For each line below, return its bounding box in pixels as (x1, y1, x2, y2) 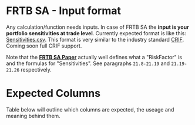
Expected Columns (6, 87, 101, 100)
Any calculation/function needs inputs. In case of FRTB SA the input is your (6, 23, 189, 31)
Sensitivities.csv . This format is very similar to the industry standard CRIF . (6, 36, 184, 43)
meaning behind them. (6, 112, 60, 119)
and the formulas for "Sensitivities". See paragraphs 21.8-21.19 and (6, 60, 170, 67)
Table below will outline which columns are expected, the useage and (6, 106, 174, 113)
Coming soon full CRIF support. (6, 42, 82, 49)
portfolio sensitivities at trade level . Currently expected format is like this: (6, 29, 186, 36)
